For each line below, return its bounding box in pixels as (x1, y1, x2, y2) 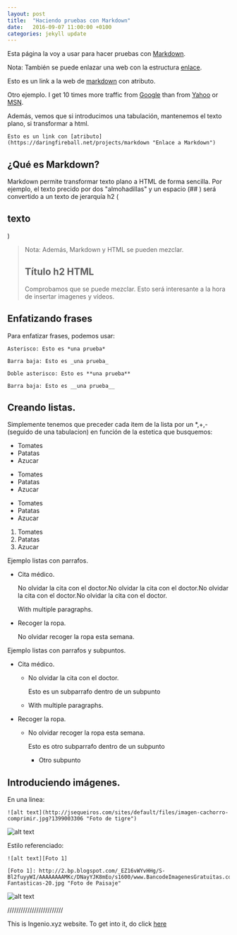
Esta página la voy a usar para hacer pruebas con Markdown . (7, 50, 186, 58)
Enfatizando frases (7, 313, 93, 325)
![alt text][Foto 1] (7, 855, 68, 862)
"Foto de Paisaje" (67, 880, 121, 887)
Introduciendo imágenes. (7, 776, 121, 788)
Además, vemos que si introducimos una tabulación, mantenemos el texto (7, 112, 222, 120)
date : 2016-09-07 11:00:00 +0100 (7, 23, 112, 30)
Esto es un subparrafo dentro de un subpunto (28, 687, 161, 696)
